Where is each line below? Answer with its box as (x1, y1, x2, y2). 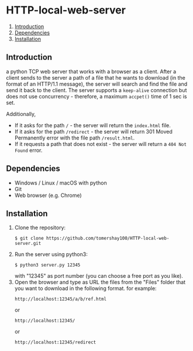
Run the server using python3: (14, 251, 88, 258)
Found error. (14, 146, 43, 154)
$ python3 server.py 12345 (14, 262, 81, 268)
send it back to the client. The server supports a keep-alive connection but (6, 86, 187, 94)
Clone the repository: (14, 224, 66, 231)
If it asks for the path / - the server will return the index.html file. (14, 121, 171, 129)
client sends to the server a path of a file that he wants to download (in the (6, 74, 185, 81)
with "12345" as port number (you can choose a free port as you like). (14, 272, 183, 280)
